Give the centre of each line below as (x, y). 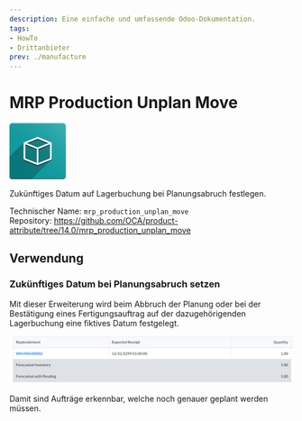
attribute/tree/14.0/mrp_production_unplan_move (100, 231)
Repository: (31, 221)
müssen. (25, 408)
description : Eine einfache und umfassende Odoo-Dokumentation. (133, 19)
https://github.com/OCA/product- (116, 221)
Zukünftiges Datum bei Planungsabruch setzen (115, 284)
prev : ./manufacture (48, 57)
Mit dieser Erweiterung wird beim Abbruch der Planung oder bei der (135, 304)
